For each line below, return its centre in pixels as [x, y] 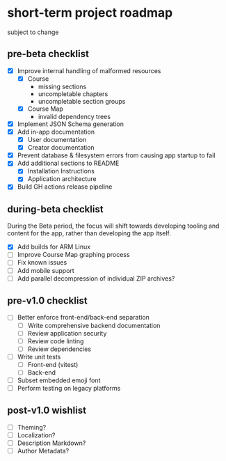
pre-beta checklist [48, 54]
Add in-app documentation [56, 132]
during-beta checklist [55, 209]
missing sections [62, 86]
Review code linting [56, 341]
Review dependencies [59, 349]
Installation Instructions [61, 171]
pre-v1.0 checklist [48, 301]
